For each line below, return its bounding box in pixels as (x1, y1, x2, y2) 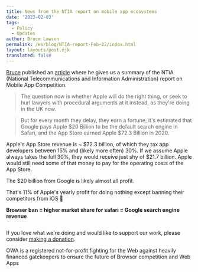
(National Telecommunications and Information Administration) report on (6, 75, 183, 82)
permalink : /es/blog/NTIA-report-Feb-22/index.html (6, 42, 136, 48)
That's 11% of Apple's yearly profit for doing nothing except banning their (6, 188, 184, 195)
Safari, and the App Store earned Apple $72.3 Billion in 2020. (20, 129, 170, 136)
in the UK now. (20, 105, 56, 112)
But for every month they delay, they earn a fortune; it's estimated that (20, 116, 192, 124)
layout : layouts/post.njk (6, 47, 70, 53)
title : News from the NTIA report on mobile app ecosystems (6, 8, 158, 15)
